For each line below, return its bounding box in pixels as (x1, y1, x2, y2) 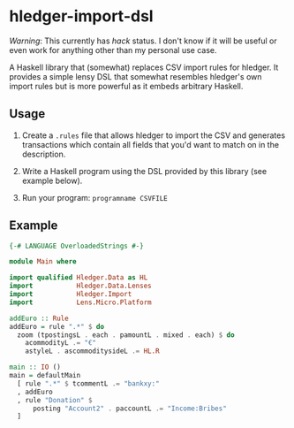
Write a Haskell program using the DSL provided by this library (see (21, 165, 268, 176)
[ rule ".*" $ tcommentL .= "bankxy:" (17, 378, 161, 388)
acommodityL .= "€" (25, 339, 97, 348)
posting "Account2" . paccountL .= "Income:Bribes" (32, 404, 227, 413)
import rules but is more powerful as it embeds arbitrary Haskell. (9, 80, 244, 91)
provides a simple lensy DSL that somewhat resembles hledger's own (9, 71, 262, 81)
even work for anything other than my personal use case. (9, 44, 217, 55)
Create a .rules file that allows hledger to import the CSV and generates (21, 130, 285, 141)
